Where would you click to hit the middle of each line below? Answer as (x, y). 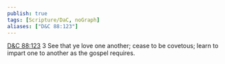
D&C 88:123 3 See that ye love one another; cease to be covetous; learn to (113, 46)
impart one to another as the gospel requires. (71, 53)
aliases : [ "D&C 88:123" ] (43, 26)
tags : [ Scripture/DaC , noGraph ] (53, 20)
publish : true (28, 13)
